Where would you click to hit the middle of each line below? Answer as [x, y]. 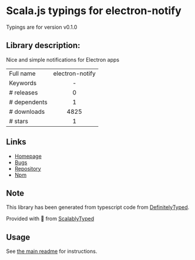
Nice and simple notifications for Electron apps [63, 59]
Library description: [43, 45]
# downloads [27, 112]
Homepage [28, 156]
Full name [23, 73]
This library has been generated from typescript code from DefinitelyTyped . [98, 207]
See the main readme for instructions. [52, 251]
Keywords [23, 83]
